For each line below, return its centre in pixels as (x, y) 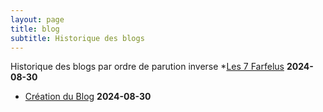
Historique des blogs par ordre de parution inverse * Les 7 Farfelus (147, 67)
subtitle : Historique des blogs (77, 38)
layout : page (37, 19)
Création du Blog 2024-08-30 (88, 97)
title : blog (35, 29)
